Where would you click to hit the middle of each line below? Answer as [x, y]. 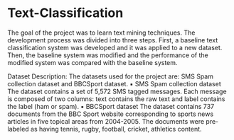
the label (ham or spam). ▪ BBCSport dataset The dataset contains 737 [111, 106]
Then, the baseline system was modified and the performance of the [108, 55]
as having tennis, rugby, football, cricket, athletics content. [116, 129]
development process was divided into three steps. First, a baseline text [113, 40]
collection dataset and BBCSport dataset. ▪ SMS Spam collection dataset [115, 83]
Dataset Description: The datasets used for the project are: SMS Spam [110, 76]
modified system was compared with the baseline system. [92, 62]
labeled [18, 129]
